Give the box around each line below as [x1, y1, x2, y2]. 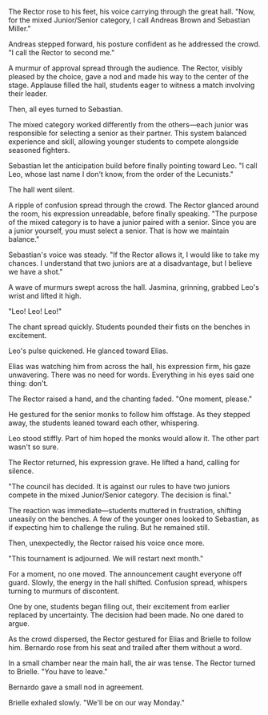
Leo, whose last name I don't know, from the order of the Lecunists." [8, 170, 234, 179]
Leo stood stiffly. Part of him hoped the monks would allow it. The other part [8, 434, 259, 443]
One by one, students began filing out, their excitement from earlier [8, 602, 230, 611]
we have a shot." [8, 267, 63, 276]
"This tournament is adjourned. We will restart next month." [8, 554, 204, 563]
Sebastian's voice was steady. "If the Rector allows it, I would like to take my [8, 250, 260, 259]
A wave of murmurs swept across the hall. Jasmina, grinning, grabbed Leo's [8, 283, 260, 291]
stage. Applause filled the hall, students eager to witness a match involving [8, 80, 255, 90]
